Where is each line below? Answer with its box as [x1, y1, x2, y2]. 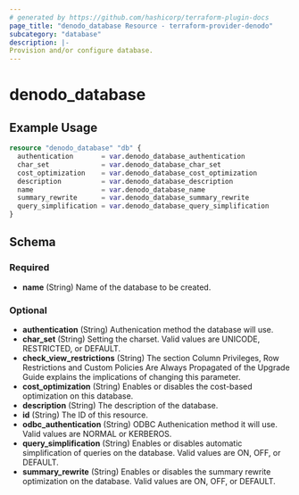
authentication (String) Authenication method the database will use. [21, 324, 274, 334]
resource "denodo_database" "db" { [9, 144, 142, 153]
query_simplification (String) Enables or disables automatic [21, 438, 243, 449]
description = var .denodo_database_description [17, 177, 234, 186]
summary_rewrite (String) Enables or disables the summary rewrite [21, 466, 271, 477]
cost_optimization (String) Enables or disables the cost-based [21, 381, 253, 392]
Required [9, 261, 50, 274]
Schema [9, 235, 56, 250]
